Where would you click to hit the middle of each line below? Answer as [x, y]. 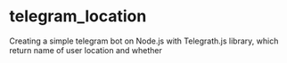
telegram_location [78, 16]
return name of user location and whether [86, 50]
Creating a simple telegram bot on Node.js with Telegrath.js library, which [144, 41]
